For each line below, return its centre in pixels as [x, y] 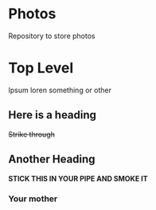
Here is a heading [53, 115]
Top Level [41, 68]
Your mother [33, 199]
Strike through [32, 134]
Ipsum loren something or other [60, 90]
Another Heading [52, 159]
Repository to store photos [52, 36]
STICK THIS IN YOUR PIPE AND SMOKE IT [78, 178]
